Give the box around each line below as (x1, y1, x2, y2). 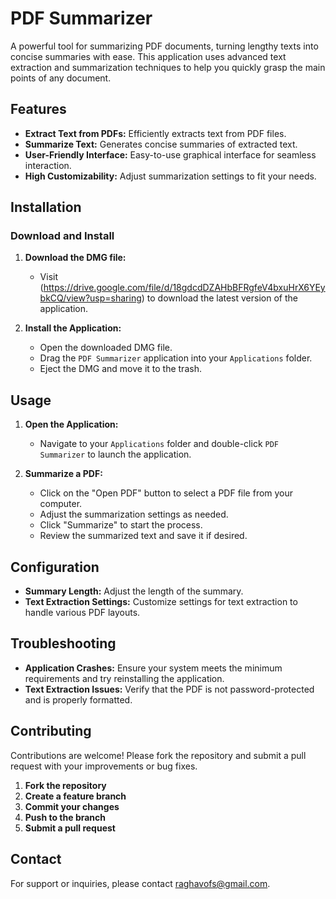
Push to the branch (24, 811, 107, 823)
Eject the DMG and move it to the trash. (39, 363, 202, 375)
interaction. (24, 159, 72, 171)
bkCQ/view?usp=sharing (39, 292, 142, 304)
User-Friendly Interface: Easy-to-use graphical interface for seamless (24, 148, 317, 161)
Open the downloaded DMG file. (39, 342, 173, 354)
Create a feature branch (24, 790, 127, 802)
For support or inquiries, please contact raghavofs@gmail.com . (10, 877, 271, 889)
